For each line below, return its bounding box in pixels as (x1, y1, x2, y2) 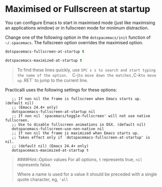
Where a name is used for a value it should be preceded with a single (17, 171, 157, 177)
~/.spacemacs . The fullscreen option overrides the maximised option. (5, 39, 143, 45)
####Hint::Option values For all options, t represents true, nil (17, 156, 142, 162)
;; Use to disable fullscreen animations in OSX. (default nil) (11, 122, 146, 127)
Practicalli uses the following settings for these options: (5, 87, 117, 93)
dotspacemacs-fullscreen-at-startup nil (11, 109, 96, 114)
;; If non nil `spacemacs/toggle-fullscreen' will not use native (11, 113, 151, 118)
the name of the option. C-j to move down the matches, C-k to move (17, 72, 157, 78)
